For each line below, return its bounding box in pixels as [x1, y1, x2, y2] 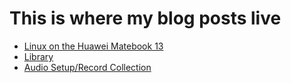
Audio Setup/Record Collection [23, 61, 152, 73]
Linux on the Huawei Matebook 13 [23, 40, 164, 52]
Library [23, 50, 54, 62]
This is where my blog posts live [9, 7, 282, 30]
